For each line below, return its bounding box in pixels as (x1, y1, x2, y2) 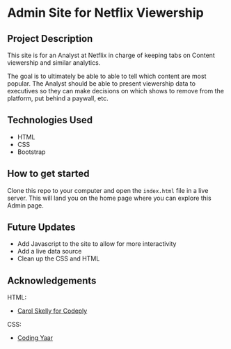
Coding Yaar (17, 334, 54, 342)
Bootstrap (17, 148, 46, 156)
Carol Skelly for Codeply (17, 307, 88, 315)
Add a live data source (17, 247, 82, 256)
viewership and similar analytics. (7, 59, 101, 67)
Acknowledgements (7, 274, 97, 286)
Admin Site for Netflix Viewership (7, 5, 204, 21)
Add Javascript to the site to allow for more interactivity (17, 240, 177, 248)
